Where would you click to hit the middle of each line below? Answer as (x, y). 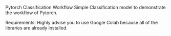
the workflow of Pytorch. (31, 13)
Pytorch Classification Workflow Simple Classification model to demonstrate (86, 7)
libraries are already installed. (36, 28)
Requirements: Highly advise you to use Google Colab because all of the (82, 23)
